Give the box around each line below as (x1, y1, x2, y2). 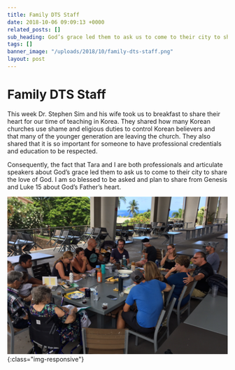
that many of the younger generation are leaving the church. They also (7, 131, 211, 140)
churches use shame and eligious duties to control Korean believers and (7, 124, 215, 133)
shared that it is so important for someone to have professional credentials (7, 139, 222, 148)
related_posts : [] (7, 26, 61, 33)
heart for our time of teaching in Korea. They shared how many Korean (7, 117, 211, 125)
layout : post (7, 56, 45, 63)
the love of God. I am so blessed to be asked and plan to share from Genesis (7, 175, 228, 183)
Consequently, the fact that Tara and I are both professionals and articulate (7, 160, 224, 169)
